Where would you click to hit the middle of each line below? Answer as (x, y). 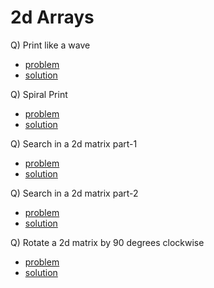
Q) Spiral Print (39, 94)
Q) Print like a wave (50, 45)
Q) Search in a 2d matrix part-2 (74, 193)
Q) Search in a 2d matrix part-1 (74, 143)
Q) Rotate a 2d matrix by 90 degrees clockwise (107, 242)
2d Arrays (52, 17)
